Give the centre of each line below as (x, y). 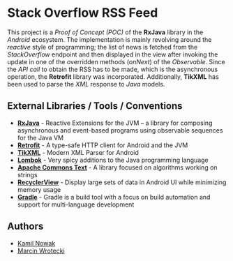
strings (27, 174)
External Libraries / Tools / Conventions (95, 106)
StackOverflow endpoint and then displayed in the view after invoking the (113, 54)
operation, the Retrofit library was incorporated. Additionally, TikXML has (113, 76)
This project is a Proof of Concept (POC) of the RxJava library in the (105, 32)
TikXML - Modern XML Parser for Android (78, 152)
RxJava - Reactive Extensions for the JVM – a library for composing (115, 123)
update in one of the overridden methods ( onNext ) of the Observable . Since (116, 61)
